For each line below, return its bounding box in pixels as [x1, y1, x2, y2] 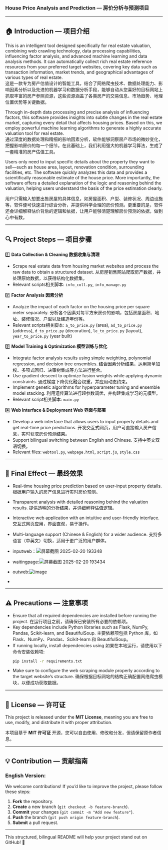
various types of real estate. [5, 74, 63, 80]
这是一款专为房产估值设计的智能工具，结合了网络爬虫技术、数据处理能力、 [5, 80, 158, 86]
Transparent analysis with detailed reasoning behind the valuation [12, 499, 148, 505]
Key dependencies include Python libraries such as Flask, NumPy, [12, 624, 149, 630]
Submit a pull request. [12, 820, 58, 826]
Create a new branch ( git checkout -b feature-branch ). [12, 804, 129, 810]
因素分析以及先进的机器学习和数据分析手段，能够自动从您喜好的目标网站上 [9, 86, 163, 93]
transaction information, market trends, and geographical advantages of [5, 69, 154, 75]
